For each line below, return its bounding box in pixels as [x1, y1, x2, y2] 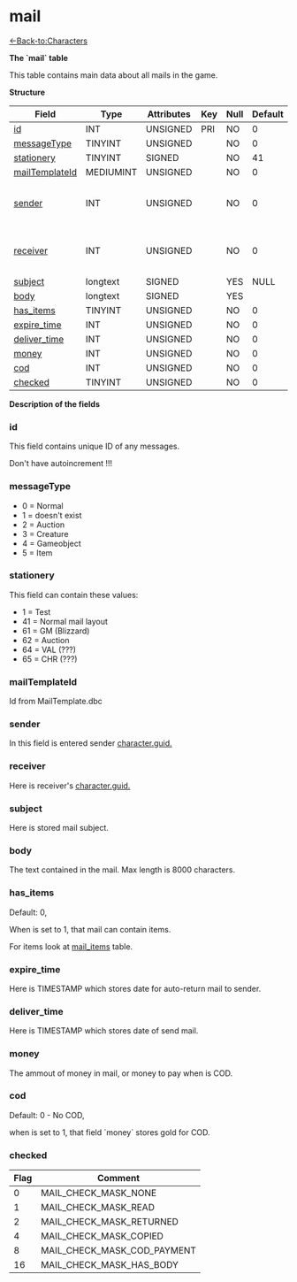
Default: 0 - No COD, [9, 1109, 85, 1120]
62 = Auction [21, 634, 70, 645]
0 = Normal [21, 500, 64, 510]
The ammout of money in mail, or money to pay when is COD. [9, 1068, 233, 1079]
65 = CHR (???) [21, 653, 78, 664]
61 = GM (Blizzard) [21, 626, 90, 636]
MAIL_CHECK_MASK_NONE [41, 1187, 157, 1200]
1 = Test [21, 606, 51, 617]
